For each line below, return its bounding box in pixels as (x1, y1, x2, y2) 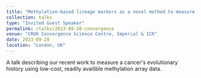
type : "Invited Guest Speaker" (6, 20, 85, 26)
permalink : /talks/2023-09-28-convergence (6, 25, 114, 32)
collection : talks (6, 14, 52, 20)
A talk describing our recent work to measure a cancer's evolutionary (6, 58, 178, 66)
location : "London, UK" (6, 43, 66, 49)
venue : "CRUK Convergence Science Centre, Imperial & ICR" (6, 31, 158, 37)
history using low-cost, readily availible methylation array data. (6, 65, 162, 72)
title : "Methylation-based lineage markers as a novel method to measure (6, 8, 196, 15)
